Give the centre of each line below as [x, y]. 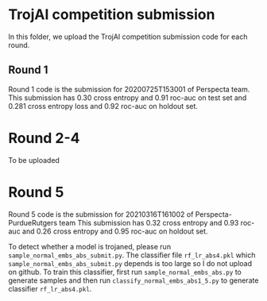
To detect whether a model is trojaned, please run [90, 246]
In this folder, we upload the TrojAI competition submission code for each [128, 37]
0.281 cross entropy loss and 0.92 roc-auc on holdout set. [103, 106]
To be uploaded [34, 160]
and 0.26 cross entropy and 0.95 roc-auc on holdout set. [115, 231]
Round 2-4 [44, 138]
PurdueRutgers [33, 222]
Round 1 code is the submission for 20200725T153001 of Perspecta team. [129, 89]
